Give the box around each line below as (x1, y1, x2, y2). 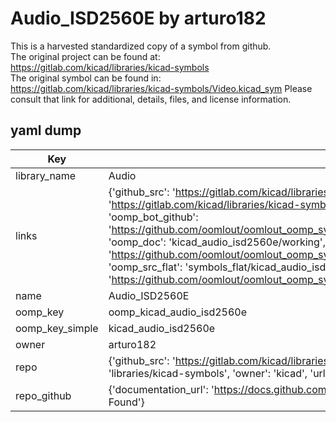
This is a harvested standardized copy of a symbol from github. (10, 40, 272, 52)
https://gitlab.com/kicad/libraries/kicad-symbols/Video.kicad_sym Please (10, 82, 313, 94)
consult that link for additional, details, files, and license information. (10, 93, 292, 105)
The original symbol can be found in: (10, 72, 162, 84)
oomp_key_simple (15, 321, 99, 335)
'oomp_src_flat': (108, 260, 183, 274)
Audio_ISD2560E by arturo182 (10, 7, 267, 30)
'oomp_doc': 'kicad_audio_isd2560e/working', (108, 235, 326, 249)
